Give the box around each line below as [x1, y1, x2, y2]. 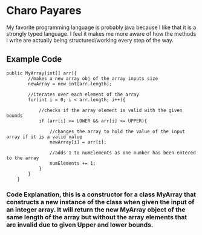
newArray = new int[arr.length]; [28, 81, 112, 87]
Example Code [6, 54, 62, 64]
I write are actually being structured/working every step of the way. [6, 36, 174, 44]
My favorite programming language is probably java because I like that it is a [6, 24, 197, 31]
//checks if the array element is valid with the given [38, 107, 183, 113]
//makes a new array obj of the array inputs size [28, 75, 158, 82]
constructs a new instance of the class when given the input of [6, 197, 195, 206]
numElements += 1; [49, 160, 96, 167]
